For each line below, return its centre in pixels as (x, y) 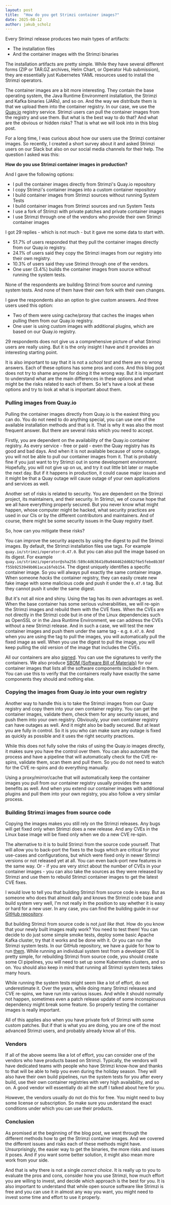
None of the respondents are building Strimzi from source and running (79, 285)
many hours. (18, 973)
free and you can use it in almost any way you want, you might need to (79, 1192)
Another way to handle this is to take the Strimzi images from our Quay (79, 703)
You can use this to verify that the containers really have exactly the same (83, 674)
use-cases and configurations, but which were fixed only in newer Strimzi (82, 855)
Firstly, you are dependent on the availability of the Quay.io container (78, 440)
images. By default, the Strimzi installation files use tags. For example (78, 546)
